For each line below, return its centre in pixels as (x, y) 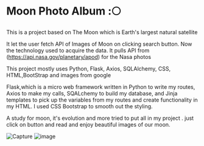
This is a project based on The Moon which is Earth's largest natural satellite (102, 32)
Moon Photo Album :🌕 (64, 11)
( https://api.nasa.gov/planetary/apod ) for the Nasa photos (79, 57)
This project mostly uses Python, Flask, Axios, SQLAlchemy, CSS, (89, 68)
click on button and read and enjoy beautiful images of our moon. (88, 124)
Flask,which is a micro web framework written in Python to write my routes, (101, 87)
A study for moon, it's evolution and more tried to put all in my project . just (100, 118)
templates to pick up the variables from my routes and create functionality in (102, 100)
